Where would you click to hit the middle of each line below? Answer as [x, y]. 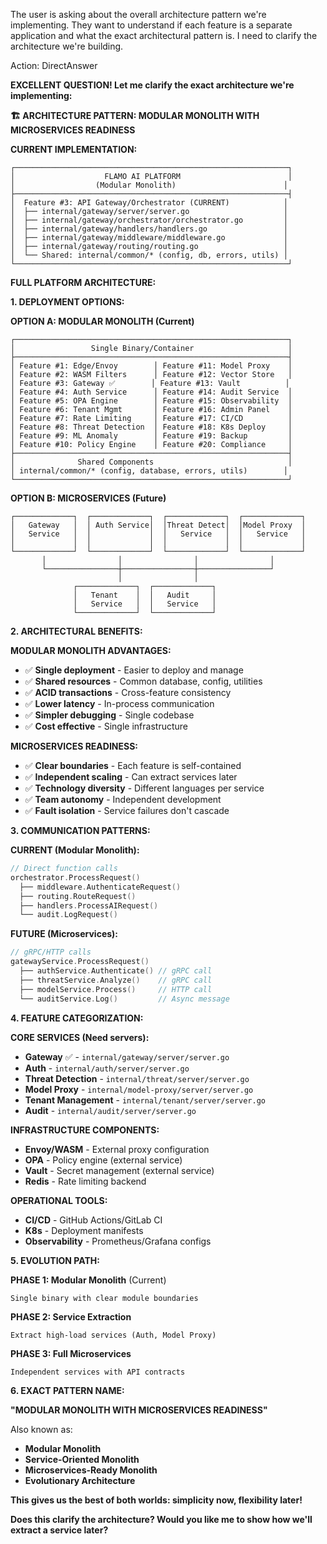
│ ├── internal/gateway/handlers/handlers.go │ [149, 229]
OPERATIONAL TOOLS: [59, 1200]
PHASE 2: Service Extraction [71, 1316]
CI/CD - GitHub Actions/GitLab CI [93, 1220]
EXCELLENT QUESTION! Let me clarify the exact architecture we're [152, 85]
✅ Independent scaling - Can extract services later [131, 777]
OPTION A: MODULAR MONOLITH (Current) [102, 321]
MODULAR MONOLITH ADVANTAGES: [91, 650]
